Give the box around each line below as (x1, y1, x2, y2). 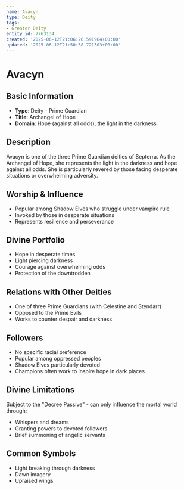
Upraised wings (14, 477, 54, 484)
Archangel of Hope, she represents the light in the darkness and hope (6, 159, 177, 166)
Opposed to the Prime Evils (14, 309, 82, 317)
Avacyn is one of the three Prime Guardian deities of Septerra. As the (6, 153, 176, 160)
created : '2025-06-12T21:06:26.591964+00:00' (6, 36, 121, 42)
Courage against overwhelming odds (14, 263, 106, 271)
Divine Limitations (6, 385, 75, 395)
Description (6, 137, 51, 147)
